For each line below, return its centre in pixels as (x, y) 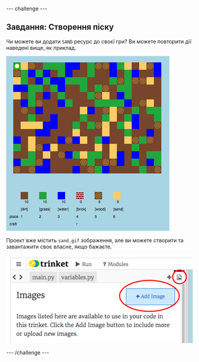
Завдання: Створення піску (60, 27)
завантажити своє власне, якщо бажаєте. (59, 246)
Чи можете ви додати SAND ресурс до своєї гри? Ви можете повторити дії (99, 41)
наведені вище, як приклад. (41, 47)
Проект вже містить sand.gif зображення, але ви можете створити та (95, 240)
